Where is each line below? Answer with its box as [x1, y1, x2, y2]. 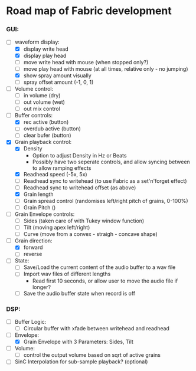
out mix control [23, 105, 61, 113]
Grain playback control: [14, 139, 72, 146]
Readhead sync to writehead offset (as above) [23, 184, 136, 191]
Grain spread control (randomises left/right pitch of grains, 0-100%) [23, 197, 188, 204]
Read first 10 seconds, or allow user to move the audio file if [32, 277, 178, 284]
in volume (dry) [23, 91, 61, 99]
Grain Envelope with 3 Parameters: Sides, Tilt [23, 338, 134, 346]
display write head [23, 45, 69, 52]
